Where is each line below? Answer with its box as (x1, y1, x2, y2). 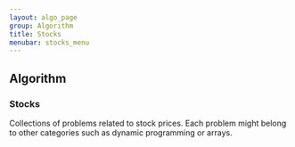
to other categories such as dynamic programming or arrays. (9, 127, 234, 138)
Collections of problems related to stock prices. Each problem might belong (9, 118, 287, 128)
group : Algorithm (9, 21, 74, 30)
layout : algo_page (9, 12, 78, 22)
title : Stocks (9, 29, 62, 38)
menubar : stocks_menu (9, 37, 90, 47)
